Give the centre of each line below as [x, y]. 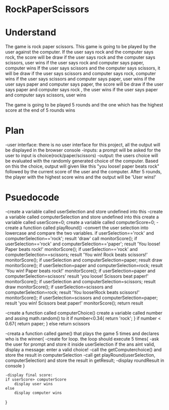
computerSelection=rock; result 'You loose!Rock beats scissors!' [72, 292]
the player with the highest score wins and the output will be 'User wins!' [81, 177]
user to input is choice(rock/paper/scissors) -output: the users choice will [82, 156]
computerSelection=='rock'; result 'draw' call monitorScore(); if [71, 238]
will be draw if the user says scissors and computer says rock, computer [81, 73]
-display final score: [29, 375]
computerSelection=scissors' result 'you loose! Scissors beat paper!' [77, 276]
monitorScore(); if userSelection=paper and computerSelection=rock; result [84, 265]
